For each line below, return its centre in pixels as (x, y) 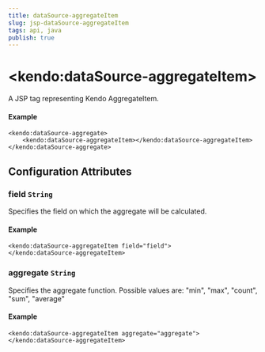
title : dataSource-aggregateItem (63, 15)
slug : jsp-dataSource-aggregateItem (68, 23)
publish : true (32, 38)
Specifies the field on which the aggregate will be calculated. (108, 211)
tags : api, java (35, 30)
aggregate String (42, 273)
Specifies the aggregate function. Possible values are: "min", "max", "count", (133, 290)
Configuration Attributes (70, 171)
